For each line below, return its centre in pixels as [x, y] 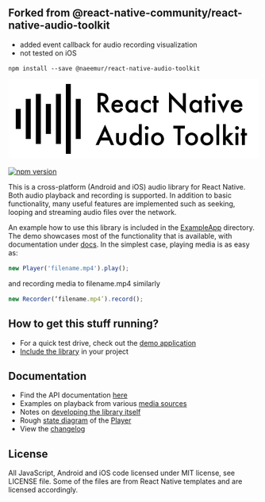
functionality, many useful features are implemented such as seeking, [122, 204]
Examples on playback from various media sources [103, 404]
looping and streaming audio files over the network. [92, 213]
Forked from [39, 13]
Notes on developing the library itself [80, 412]
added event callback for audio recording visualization [108, 44]
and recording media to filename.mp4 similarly [84, 283]
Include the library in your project [74, 351]
